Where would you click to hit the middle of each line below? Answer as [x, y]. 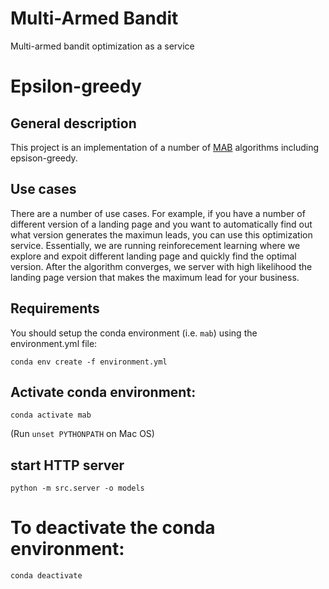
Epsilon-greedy [76, 86]
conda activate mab [51, 415]
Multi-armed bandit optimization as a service [102, 46]
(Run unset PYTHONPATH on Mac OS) [82, 434]
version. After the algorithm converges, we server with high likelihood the [161, 266]
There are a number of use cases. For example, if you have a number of [158, 213]
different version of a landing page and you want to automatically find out [161, 224]
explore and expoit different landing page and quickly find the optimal [153, 256]
